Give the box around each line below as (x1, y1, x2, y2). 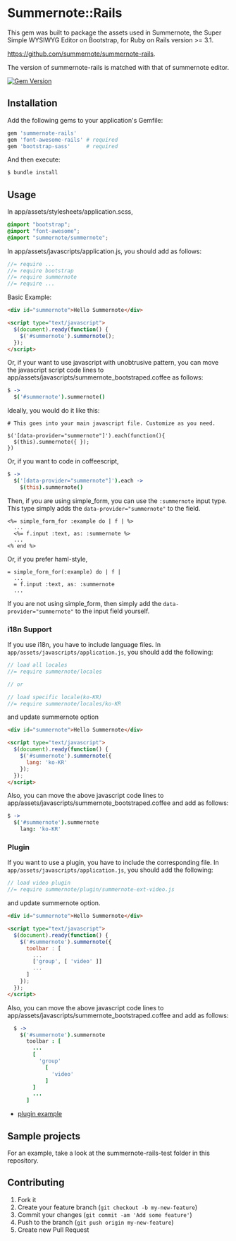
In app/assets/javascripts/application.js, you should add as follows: (7, 247, 202, 255)
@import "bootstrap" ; (7, 221, 71, 229)
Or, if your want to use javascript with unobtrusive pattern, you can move (7, 358, 219, 367)
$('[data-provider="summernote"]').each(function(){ (7, 432, 166, 440)
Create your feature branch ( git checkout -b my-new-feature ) (17, 1203, 198, 1211)
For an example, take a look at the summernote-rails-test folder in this (7, 1149, 210, 1157)
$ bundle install (7, 169, 58, 176)
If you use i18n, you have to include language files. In (7, 641, 161, 649)
